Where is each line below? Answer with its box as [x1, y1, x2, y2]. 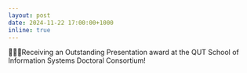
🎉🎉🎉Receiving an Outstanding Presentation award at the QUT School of [8, 48, 239, 57]
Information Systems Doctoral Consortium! [8, 56, 147, 65]
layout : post [8, 11, 51, 20]
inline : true [8, 26, 51, 34]
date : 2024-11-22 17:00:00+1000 [8, 19, 114, 27]
